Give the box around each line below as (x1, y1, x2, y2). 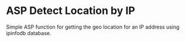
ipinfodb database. (6, 29, 52, 36)
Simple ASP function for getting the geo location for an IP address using (6, 23, 180, 30)
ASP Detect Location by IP (6, 4, 136, 17)
